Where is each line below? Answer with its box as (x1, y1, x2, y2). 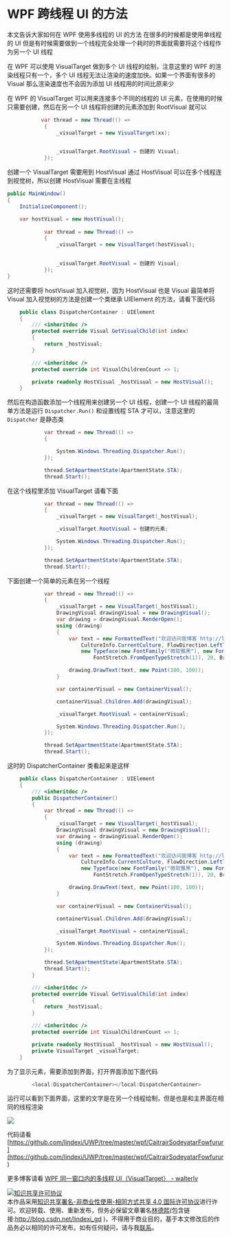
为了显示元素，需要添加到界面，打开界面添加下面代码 (7, 1067, 158, 1075)
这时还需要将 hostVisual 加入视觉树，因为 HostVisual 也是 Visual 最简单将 (7, 286, 215, 294)
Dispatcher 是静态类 (7, 415, 64, 424)
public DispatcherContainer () (32, 794, 118, 802)
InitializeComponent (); (19, 203, 88, 210)
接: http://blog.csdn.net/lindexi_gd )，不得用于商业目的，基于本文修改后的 (7, 1215, 214, 1224)
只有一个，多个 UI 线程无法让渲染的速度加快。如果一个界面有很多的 (25, 70, 216, 79)
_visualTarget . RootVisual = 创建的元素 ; (56, 525, 168, 533)
